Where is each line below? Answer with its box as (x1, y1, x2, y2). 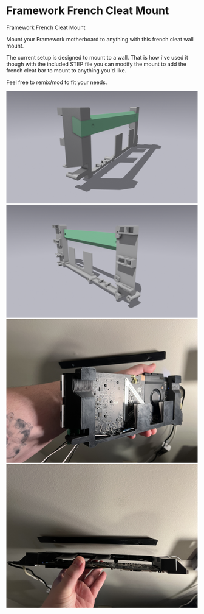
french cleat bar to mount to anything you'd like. (6, 66, 127, 74)
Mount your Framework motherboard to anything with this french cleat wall (6, 35, 194, 43)
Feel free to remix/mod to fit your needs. (6, 79, 107, 86)
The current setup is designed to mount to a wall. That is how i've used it (6, 54, 188, 61)
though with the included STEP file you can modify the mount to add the (6, 60, 187, 68)
